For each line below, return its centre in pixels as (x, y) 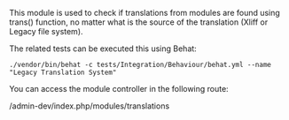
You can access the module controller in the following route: (119, 89)
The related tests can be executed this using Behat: (103, 49)
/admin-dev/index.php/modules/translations (90, 106)
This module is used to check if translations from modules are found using (145, 13)
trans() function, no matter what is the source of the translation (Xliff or (139, 22)
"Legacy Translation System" (63, 72)
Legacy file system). (46, 31)
